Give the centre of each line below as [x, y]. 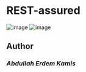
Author [20, 46]
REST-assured [43, 11]
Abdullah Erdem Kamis [41, 64]
